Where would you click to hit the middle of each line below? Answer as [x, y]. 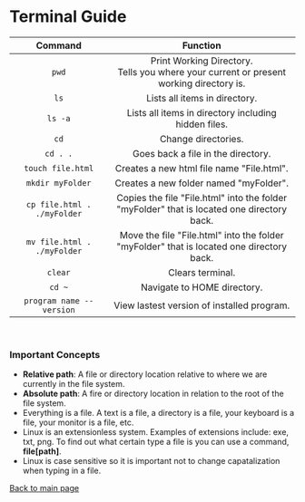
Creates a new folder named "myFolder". [202, 183]
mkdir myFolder [59, 183]
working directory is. [202, 83]
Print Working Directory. [202, 61]
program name [52, 300]
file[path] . [42, 451]
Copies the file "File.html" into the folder [202, 198]
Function [202, 45]
